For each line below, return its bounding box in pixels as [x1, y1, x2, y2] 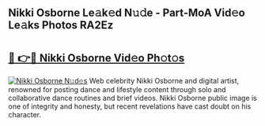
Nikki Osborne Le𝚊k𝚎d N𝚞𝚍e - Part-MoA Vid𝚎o [8, 6, 245, 20]
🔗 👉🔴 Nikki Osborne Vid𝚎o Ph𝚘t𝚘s [8, 51, 185, 65]
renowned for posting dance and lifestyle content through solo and [8, 85, 226, 94]
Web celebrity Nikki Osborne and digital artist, [89, 76, 240, 85]
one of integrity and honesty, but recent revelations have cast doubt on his [8, 102, 252, 111]
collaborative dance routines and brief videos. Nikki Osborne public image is [8, 94, 257, 102]
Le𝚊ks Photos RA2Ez [8, 19, 114, 32]
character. [8, 110, 42, 119]
